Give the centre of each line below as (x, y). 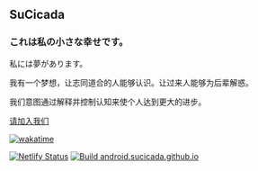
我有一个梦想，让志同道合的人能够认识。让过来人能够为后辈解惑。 (131, 82)
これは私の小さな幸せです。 (69, 42)
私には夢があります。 (49, 63)
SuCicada (37, 15)
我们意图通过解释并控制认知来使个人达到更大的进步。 (108, 102)
